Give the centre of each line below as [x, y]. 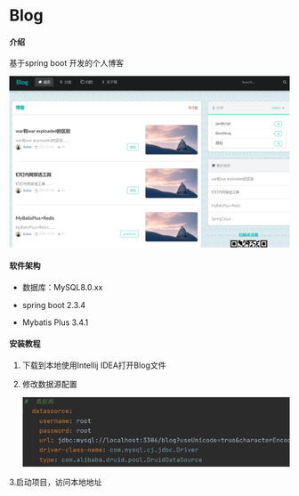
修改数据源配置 [49, 384]
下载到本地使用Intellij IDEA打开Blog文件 [94, 365]
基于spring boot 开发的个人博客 [67, 63]
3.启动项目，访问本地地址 [56, 483]
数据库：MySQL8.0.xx [62, 287]
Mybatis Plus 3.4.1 [55, 322]
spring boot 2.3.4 [54, 305]
